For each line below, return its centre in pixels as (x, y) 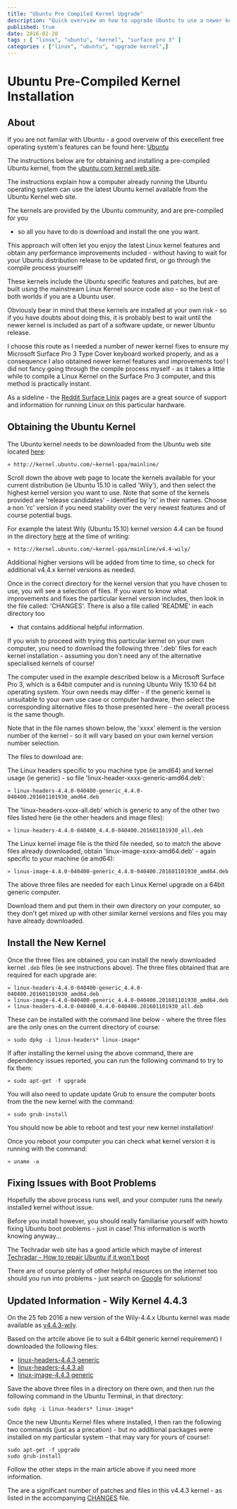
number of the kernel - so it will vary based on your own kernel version (110, 735)
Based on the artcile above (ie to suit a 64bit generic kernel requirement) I (115, 1339)
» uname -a (23, 1161)
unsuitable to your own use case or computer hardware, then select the (111, 699)
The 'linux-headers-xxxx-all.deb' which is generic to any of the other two (114, 810)
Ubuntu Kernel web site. (42, 197)
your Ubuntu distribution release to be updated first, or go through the (109, 260)
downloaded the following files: (53, 1346)
